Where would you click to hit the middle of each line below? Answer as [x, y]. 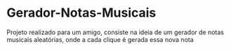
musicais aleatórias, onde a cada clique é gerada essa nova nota [100, 39]
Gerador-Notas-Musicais [81, 13]
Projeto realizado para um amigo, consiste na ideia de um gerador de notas [115, 32]
